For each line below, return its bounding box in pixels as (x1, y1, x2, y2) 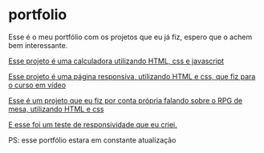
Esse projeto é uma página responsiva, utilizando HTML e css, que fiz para (8, 71, 256, 81)
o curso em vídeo (8, 80, 67, 90)
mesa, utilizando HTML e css (8, 104, 104, 114)
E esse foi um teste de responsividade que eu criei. (8, 119, 178, 129)
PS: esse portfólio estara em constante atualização (8, 135, 177, 145)
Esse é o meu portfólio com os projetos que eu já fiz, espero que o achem (8, 32, 253, 42)
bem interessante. (8, 40, 68, 50)
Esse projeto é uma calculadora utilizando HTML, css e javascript (8, 56, 225, 66)
